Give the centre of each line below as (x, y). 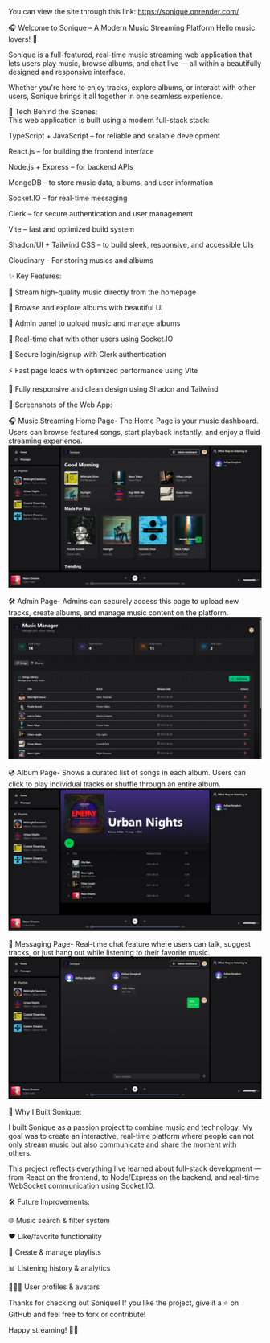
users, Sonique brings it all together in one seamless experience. (116, 96)
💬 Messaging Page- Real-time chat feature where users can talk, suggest (130, 943)
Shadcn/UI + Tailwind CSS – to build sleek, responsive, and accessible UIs (131, 245)
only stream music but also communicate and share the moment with (123, 1144)
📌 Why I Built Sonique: (45, 1112)
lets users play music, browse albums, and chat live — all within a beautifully (135, 63)
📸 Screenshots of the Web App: (60, 405)
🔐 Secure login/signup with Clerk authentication (87, 354)
